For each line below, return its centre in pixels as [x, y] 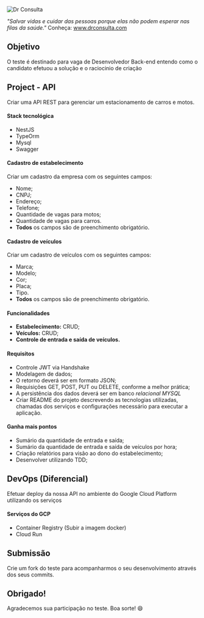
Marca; [25, 267]
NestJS [25, 129]
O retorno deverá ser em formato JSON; [66, 380]
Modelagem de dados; [44, 374]
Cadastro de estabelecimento [45, 163]
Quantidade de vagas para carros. [59, 221]
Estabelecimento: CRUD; [47, 327]
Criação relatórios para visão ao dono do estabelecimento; [89, 453]
